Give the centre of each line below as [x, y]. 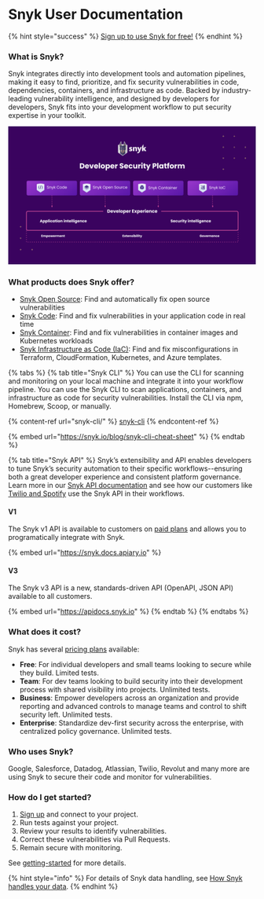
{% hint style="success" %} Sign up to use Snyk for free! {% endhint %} [126, 36]
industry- [236, 90]
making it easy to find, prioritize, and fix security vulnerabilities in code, [124, 82]
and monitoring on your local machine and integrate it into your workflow [126, 381]
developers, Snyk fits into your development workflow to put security [120, 107]
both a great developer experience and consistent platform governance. [125, 477]
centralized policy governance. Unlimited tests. [95, 731]
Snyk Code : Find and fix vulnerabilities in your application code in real [132, 316]
